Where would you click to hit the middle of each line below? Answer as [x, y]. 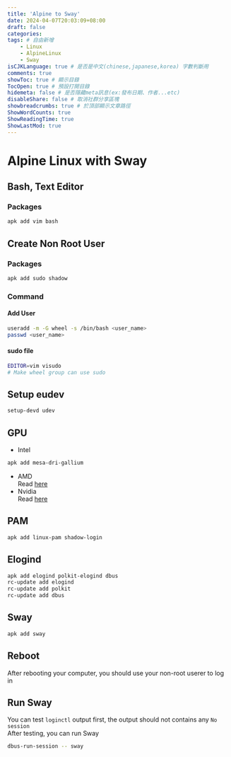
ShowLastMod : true [34, 126]
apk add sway [26, 634]
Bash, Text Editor [46, 187]
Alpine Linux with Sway [77, 161]
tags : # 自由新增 [31, 40]
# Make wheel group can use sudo [57, 372]
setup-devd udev [31, 411]
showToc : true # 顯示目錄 [43, 80]
